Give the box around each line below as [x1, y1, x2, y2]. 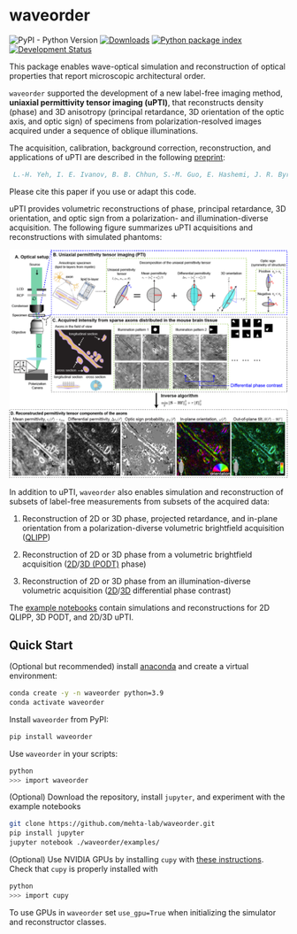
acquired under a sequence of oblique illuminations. [9, 125, 199, 135]
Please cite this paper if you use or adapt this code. [9, 186, 197, 197]
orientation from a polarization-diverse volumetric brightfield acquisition [21, 523, 285, 534]
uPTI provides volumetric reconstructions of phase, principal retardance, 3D [9, 203, 286, 213]
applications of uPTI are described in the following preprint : [9, 151, 225, 162]
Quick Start [9, 637, 73, 652]
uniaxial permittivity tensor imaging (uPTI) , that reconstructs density [9, 96, 263, 107]
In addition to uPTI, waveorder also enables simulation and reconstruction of [9, 487, 285, 498]
